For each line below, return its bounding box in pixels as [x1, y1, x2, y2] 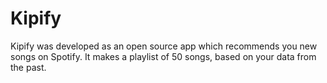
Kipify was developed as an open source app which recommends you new [10, 40, 318, 52]
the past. [10, 61, 47, 73]
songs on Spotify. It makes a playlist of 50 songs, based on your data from [10, 50, 317, 62]
